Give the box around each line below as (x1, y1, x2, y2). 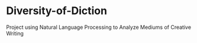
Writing (6, 29, 24, 37)
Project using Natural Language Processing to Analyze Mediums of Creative (6, 24, 191, 31)
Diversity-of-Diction (6, 4, 108, 18)
